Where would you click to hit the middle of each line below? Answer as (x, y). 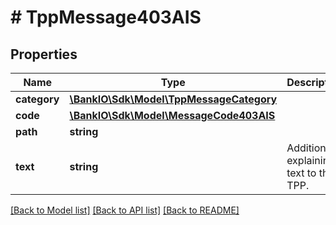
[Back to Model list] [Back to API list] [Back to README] (125, 210)
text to (301, 173)
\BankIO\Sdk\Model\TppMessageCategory (173, 99)
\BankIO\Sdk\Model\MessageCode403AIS (172, 115)
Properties (44, 54)
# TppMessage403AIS (106, 17)
